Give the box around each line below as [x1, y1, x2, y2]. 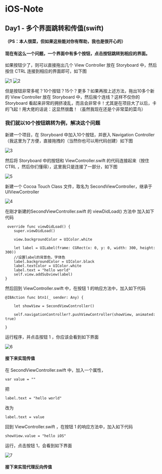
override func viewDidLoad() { [7, 224, 71, 229]
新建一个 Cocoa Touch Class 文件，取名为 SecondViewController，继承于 [5, 183, 152, 189]
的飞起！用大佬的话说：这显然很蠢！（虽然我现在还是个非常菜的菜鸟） [5, 106, 146, 112]
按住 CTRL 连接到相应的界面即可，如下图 [5, 68, 87, 74]
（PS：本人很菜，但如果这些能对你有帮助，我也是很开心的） [5, 38, 126, 44]
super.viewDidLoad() [14, 228, 55, 233]
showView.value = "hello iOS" [5, 433, 67, 438]
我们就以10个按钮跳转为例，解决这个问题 [5, 120, 101, 127]
